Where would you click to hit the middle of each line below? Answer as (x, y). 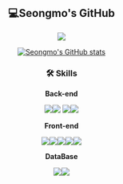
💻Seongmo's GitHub (61, 13)
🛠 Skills (61, 73)
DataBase (61, 157)
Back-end (61, 94)
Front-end (61, 126)
